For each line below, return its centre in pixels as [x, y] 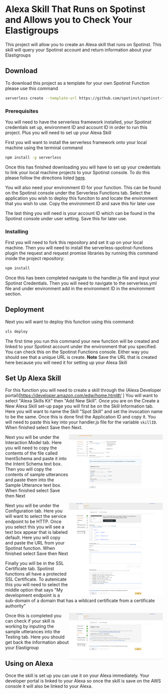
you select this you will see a [35, 527]
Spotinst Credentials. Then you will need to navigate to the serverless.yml [81, 283]
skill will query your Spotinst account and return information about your [78, 50]
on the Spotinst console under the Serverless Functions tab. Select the [78, 193]
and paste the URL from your [35, 543]
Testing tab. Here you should [35, 637]
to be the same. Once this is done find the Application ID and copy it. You [80, 417]
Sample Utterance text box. [33, 485]
